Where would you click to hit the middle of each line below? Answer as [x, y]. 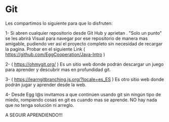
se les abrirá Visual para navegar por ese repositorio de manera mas [77, 38]
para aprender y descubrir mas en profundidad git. [58, 70]
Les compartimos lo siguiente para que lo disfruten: [59, 23]
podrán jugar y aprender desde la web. [46, 85]
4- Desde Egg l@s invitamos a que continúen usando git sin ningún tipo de [83, 94]
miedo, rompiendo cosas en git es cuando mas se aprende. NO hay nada [81, 100]
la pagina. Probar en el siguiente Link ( [45, 49]
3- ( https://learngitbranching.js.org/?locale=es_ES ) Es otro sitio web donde [85, 79]
